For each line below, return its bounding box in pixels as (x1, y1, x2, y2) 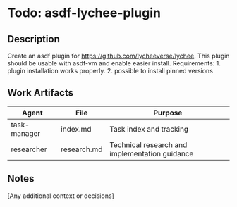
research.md (61, 144, 103, 154)
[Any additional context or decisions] (7, 192, 114, 200)
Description (7, 33, 60, 45)
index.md (61, 124, 92, 134)
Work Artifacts (7, 87, 74, 99)
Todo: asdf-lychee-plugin (7, 5, 161, 21)
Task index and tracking (109, 124, 189, 134)
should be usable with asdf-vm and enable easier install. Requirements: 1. (7, 59, 221, 68)
